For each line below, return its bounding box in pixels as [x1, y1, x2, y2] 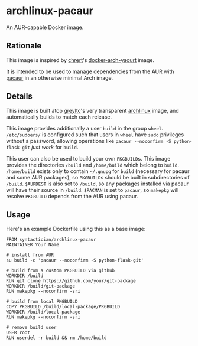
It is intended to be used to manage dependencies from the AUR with [6, 68, 174, 75]
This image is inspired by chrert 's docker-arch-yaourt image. [6, 56, 155, 63]
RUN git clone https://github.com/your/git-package [6, 278, 136, 284]
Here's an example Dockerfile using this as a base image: [6, 226, 146, 233]
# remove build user [6, 325, 57, 331]
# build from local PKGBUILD [6, 299, 78, 305]
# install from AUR [6, 252, 54, 258]
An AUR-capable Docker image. [6, 24, 84, 31]
